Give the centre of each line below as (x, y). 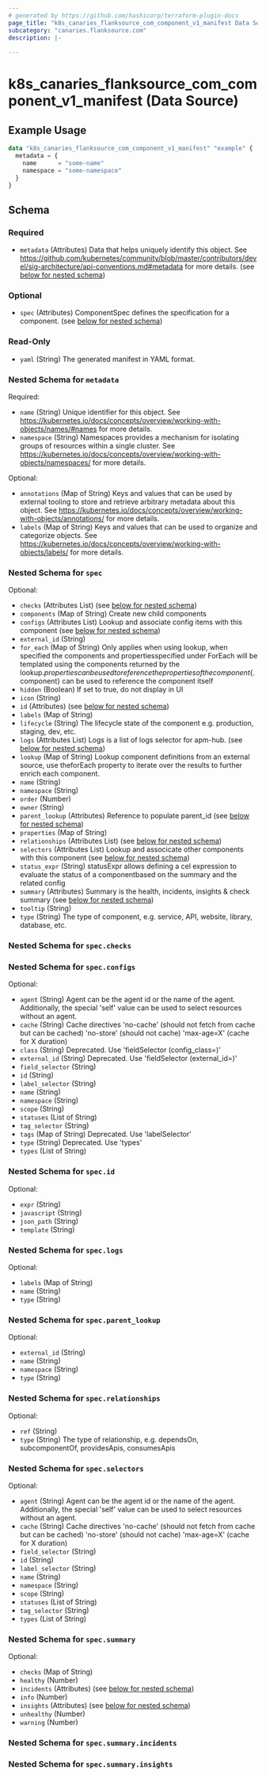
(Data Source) (192, 101)
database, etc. (43, 925)
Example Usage (47, 130)
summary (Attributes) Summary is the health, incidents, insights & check (135, 891)
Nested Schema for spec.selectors (76, 1468)
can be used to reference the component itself (138, 681)
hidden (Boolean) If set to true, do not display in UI (101, 689)
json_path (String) (49, 1221)
